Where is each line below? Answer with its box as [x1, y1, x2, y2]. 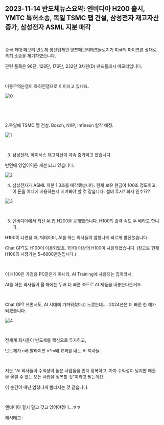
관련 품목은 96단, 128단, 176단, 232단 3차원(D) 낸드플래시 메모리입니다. [5, 63, 143, 69]
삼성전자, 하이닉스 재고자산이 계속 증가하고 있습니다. [12, 152, 112, 157]
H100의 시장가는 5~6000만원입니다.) [5, 251, 77, 257]
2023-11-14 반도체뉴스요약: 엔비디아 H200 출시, [5, 4, 145, 13]
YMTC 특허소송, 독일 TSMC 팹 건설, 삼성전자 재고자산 [5, 14, 159, 22]
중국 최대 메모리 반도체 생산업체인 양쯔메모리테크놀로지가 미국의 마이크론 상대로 [5, 46, 157, 53]
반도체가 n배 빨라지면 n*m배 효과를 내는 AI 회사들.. [5, 347, 102, 353]
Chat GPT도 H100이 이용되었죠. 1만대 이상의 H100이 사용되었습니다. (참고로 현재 [5, 245, 160, 251]
